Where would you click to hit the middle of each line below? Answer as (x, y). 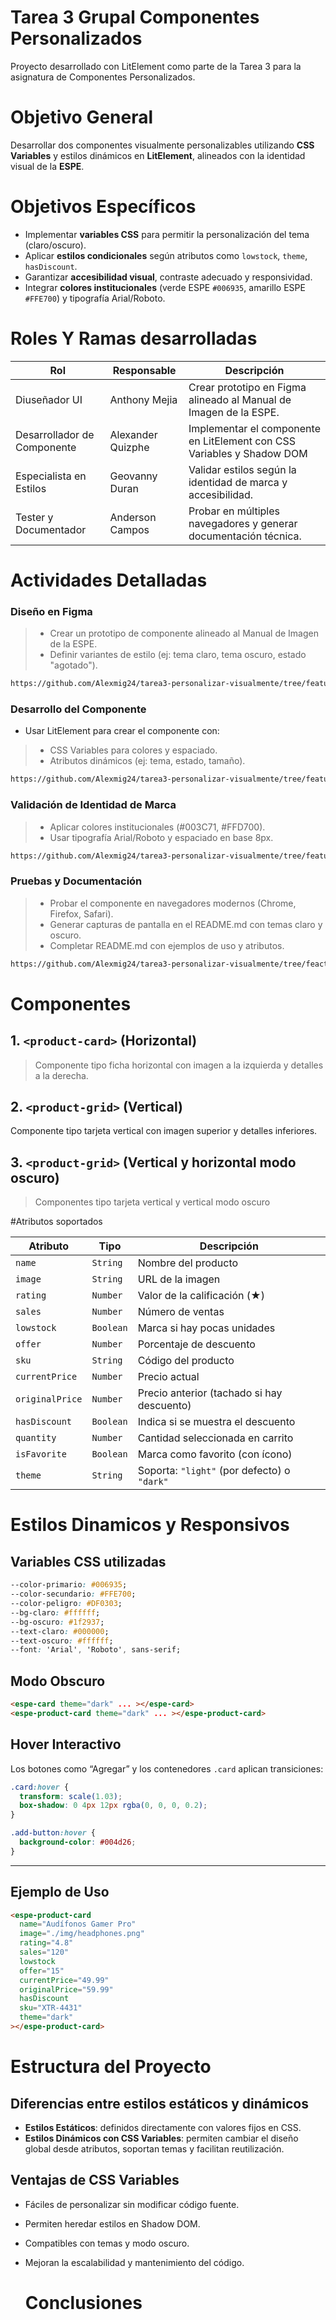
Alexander (133, 434)
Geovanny (133, 476)
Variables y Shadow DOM (248, 453)
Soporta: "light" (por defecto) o (214, 1471)
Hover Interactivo (66, 1744)
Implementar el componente (254, 428)
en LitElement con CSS (242, 441)
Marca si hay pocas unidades (206, 1328)
